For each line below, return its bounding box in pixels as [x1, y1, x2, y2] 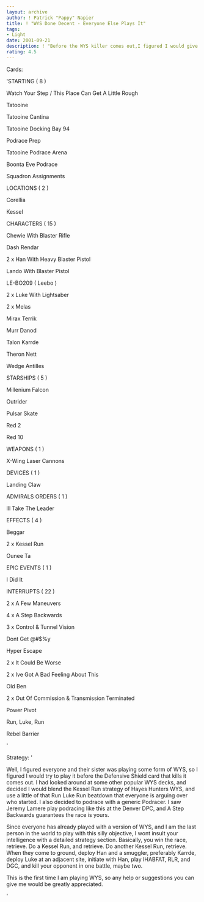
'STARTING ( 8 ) [6, 77, 47, 85]
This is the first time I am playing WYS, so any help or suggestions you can [6, 874, 194, 881]
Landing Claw [6, 481, 41, 488]
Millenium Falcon [6, 386, 49, 393]
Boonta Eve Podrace [6, 160, 58, 168]
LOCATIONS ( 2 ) [6, 184, 49, 192]
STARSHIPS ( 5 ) [6, 374, 48, 381]
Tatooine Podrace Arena [6, 148, 67, 156]
